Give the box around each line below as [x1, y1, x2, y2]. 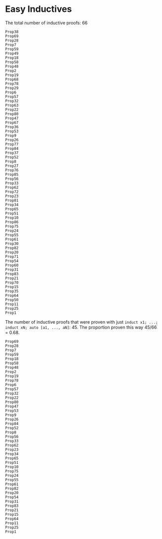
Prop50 [5, 297, 19, 302]
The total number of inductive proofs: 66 [5, 20, 88, 26]
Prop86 [5, 219, 19, 224]
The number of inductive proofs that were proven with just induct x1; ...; [5, 319, 158, 325]
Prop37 [5, 150, 19, 155]
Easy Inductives [5, 3, 72, 15]
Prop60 [5, 263, 19, 268]
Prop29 [5, 85, 19, 90]
